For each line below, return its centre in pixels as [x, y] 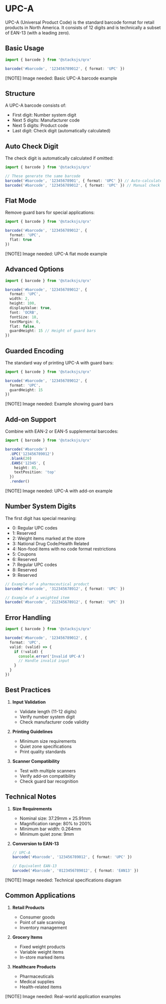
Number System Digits [41, 506]
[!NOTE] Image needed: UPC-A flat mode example [56, 254]
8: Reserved [24, 570]
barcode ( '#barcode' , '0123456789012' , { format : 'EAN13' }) [75, 871]
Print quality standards [42, 752]
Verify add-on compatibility [47, 776]
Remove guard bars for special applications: [50, 212]
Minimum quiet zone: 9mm [47, 834]
